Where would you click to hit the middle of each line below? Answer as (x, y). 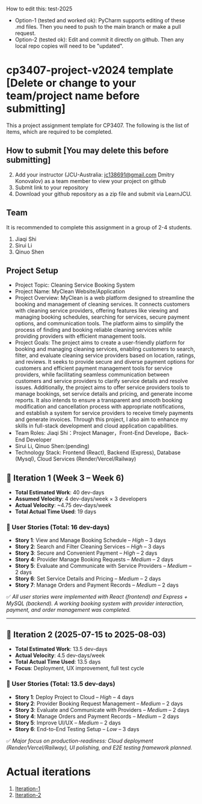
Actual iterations (49, 772)
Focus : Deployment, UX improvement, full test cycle (79, 668)
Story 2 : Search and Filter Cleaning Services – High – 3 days (90, 547)
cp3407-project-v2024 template (90, 70)
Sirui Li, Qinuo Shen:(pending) (52, 446)
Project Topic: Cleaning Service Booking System (75, 285)
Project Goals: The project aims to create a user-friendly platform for (100, 343)
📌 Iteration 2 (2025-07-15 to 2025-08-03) (86, 634)
